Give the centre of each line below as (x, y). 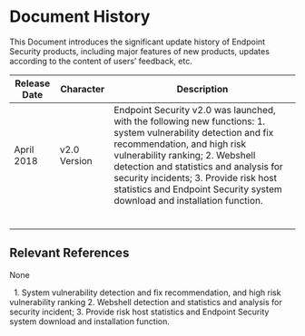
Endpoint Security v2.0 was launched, (195, 110)
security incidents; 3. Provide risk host (195, 178)
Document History (80, 17)
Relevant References (69, 253)
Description (202, 89)
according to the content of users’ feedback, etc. (101, 61)
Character (83, 89)
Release (33, 83)
